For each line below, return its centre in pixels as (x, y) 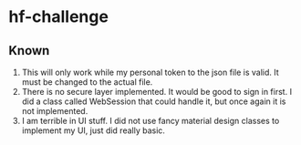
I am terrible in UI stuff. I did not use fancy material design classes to (150, 121)
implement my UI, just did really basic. (93, 130)
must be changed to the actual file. (87, 82)
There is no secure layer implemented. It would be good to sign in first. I (157, 92)
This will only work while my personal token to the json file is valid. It (150, 72)
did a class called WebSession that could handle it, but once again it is (154, 101)
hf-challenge (58, 17)
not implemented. (55, 111)
